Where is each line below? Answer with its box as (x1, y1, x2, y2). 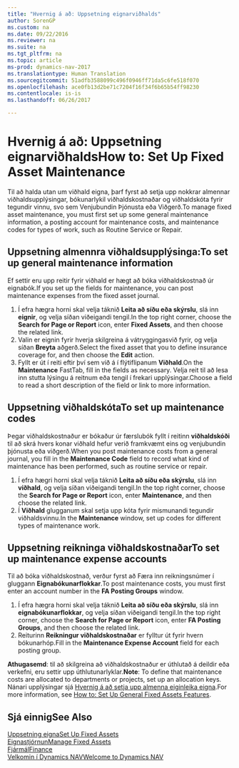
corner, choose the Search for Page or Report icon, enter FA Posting (17, 616, 221, 625)
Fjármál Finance (7, 745, 53, 754)
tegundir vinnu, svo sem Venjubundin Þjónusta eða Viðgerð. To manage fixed (7, 203, 232, 211)
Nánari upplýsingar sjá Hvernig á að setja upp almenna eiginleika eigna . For (7, 682, 227, 692)
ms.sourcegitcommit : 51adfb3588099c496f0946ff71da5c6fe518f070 (7, 76, 200, 84)
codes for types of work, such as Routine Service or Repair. (7, 225, 183, 234)
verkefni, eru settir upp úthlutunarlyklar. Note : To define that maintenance (7, 667, 223, 676)
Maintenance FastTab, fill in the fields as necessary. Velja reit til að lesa (17, 365, 228, 374)
